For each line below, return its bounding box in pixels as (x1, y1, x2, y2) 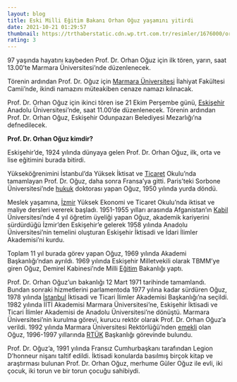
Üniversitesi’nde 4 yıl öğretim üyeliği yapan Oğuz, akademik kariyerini (7, 213, 209, 222)
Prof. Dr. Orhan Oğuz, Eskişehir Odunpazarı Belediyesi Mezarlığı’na (7, 114, 202, 122)
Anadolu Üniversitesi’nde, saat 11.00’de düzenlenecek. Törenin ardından (7, 106, 217, 114)
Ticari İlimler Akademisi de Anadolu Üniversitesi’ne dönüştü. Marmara (7, 308, 210, 316)
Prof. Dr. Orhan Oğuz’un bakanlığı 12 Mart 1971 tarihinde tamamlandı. (7, 278, 207, 287)
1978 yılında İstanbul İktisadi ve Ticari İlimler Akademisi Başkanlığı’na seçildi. (7, 293, 229, 302)
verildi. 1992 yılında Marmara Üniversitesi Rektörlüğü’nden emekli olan (7, 323, 212, 332)
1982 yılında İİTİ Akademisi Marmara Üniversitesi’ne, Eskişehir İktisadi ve (7, 301, 218, 309)
